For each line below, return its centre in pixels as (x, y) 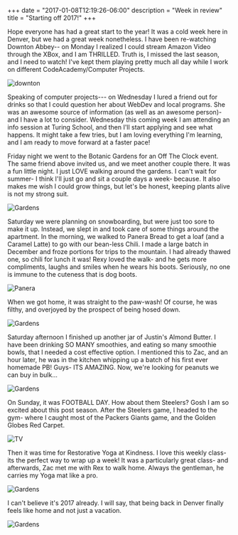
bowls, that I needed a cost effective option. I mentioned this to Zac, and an (118, 352)
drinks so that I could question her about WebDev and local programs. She (117, 105)
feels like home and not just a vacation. (65, 510)
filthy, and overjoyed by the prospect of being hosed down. (94, 309)
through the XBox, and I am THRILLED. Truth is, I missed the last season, (113, 54)
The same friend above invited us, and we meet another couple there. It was (119, 164)
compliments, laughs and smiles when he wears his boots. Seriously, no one (119, 267)
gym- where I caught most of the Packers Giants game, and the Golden (112, 418)
